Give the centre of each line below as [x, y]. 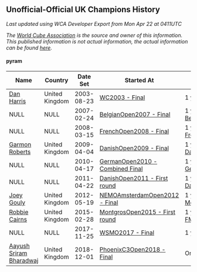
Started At [139, 80]
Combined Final [121, 169]
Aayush [20, 246]
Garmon [20, 145]
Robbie [19, 212]
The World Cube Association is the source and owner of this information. [94, 35]
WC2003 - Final [122, 98]
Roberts [20, 152]
